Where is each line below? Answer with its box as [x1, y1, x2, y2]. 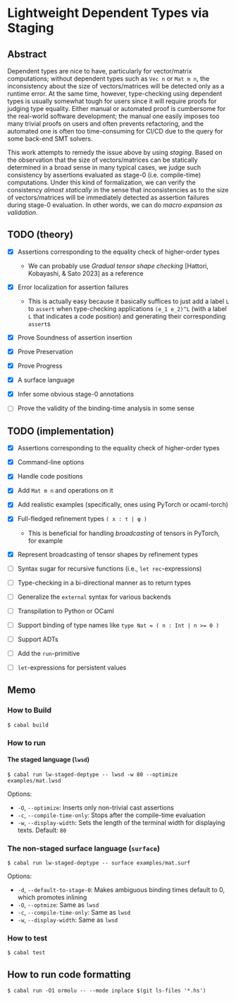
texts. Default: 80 [17, 826, 67, 834]
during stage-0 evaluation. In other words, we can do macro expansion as [7, 201, 223, 209]
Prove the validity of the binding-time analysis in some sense [17, 404, 195, 413]
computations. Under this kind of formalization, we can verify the [7, 178, 196, 187]
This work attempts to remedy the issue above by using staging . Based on [7, 148, 223, 156]
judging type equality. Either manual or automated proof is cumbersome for [7, 105, 226, 112]
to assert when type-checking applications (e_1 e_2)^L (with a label [27, 304, 227, 312]
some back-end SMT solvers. [7, 134, 93, 143]
